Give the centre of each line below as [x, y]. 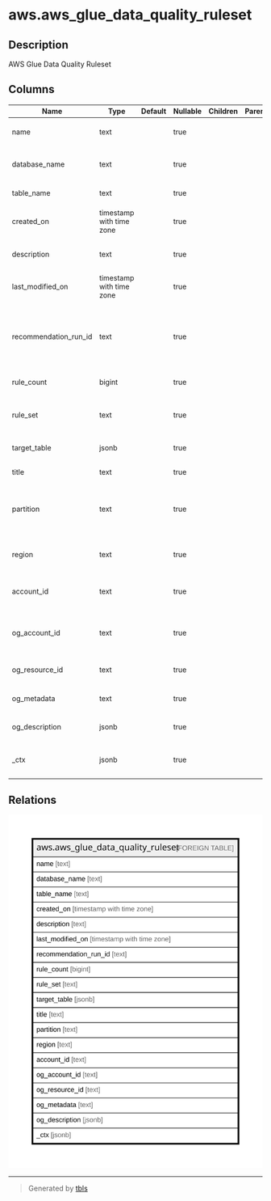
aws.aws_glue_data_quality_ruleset [130, 15]
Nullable [188, 112]
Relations [33, 799]
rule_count [29, 383]
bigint [109, 383]
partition [26, 509]
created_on [31, 221]
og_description [37, 726]
